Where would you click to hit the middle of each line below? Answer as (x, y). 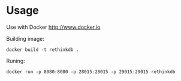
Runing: (16, 61)
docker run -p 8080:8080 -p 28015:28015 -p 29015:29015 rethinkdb (91, 72)
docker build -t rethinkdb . (43, 49)
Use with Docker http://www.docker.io (53, 27)
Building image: (25, 38)
